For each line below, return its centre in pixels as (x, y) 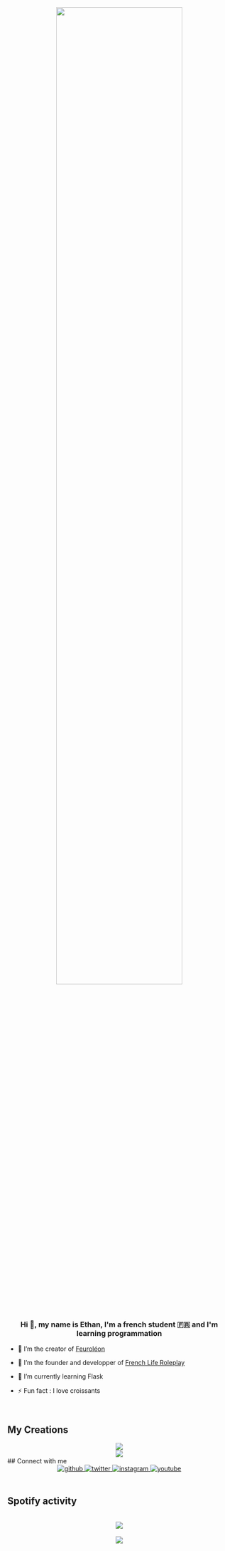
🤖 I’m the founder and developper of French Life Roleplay (101, 1363)
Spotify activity (42, 1501)
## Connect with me (37, 1461)
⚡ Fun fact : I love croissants (59, 1391)
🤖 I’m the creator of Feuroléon (61, 1349)
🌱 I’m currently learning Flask (60, 1376)
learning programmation (119, 1333)
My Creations (38, 1430)
